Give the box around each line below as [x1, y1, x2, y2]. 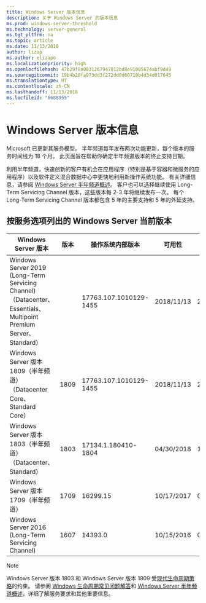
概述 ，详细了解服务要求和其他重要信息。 [11, 589, 114, 597]
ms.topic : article [6, 37, 53, 44]
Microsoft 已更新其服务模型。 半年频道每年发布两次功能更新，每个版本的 [6, 144, 189, 152]
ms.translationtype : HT [6, 77, 67, 84]
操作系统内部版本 [90, 240, 140, 249]
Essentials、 [9, 304, 45, 313]
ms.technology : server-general [6, 26, 86, 33]
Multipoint [9, 312, 39, 321]
